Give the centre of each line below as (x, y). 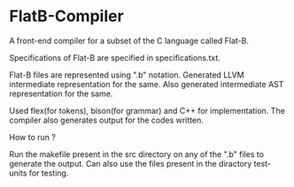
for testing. (49, 173)
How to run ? (32, 137)
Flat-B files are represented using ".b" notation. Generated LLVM (127, 75)
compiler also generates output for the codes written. (106, 120)
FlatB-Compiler (66, 16)
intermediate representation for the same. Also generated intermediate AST (147, 84)
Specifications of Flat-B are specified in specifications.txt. (115, 57)
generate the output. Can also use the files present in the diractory (131, 163)
